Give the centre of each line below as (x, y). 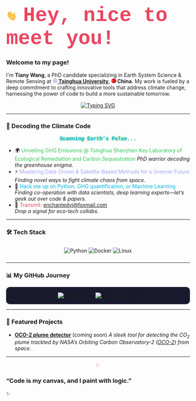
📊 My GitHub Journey (38, 275)
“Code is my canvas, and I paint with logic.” (69, 381)
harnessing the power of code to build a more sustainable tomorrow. (88, 94)
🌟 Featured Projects (34, 322)
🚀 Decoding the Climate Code (48, 126)
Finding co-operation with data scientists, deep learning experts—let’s (99, 192)
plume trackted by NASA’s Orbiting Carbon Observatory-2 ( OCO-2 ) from (102, 342)
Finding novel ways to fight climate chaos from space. (80, 180)
